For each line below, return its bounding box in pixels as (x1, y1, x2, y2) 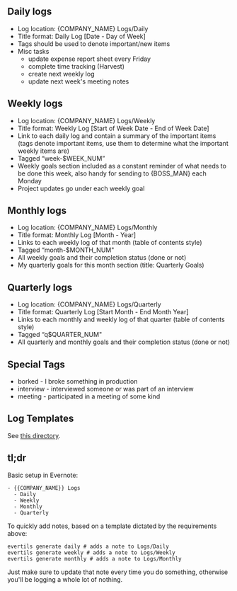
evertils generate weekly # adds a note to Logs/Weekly (7, 549, 175, 556)
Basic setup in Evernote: (7, 471, 79, 479)
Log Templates (7, 413, 74, 425)
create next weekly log (28, 69, 95, 78)
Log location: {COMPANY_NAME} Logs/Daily (17, 24, 149, 33)
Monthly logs (7, 205, 67, 217)
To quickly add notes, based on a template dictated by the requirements (7, 522, 217, 530)
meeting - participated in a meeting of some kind (17, 392, 161, 401)
